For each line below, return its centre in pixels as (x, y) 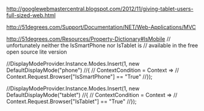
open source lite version (37, 52)
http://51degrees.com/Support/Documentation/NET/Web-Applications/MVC (101, 27)
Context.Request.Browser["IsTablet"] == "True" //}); (71, 101)
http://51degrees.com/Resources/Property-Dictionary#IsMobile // (89, 39)
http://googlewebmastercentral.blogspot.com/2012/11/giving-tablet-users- (100, 9)
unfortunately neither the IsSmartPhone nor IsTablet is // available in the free (102, 45)
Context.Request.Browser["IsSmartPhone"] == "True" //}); (79, 77)
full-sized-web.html (31, 15)
